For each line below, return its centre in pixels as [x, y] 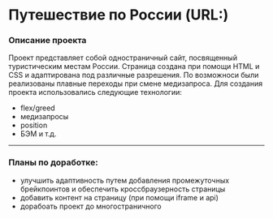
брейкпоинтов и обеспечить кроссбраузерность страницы [123, 189]
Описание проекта [48, 41]
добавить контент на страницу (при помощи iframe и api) [119, 197]
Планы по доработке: [54, 162]
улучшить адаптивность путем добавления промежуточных [125, 180]
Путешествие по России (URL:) [119, 15]
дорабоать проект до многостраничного [91, 206]
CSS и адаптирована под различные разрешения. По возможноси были [134, 75]
